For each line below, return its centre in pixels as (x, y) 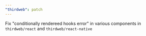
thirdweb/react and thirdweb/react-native (49, 28)
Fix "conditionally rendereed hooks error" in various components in (73, 23)
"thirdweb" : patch (24, 9)
